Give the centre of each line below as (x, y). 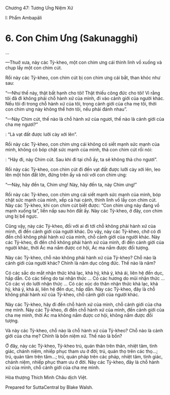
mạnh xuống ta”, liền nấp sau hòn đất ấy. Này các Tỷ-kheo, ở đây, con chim (84, 210)
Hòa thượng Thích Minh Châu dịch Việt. (46, 377)
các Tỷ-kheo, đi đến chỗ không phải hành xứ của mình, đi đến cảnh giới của (85, 242)
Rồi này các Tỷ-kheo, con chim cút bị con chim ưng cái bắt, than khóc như (83, 77)
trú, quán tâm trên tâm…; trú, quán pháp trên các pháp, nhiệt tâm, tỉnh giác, (84, 356)
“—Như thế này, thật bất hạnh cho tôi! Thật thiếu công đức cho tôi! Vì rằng (83, 93)
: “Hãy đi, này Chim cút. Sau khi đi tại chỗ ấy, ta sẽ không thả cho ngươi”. (81, 159)
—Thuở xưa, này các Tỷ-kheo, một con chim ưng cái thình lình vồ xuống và (84, 62)
